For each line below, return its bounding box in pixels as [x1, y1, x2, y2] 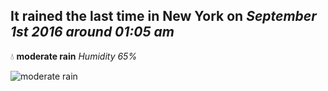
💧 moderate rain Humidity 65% [10, 50, 138, 62]
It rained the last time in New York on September [10, 8, 317, 25]
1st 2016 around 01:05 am [10, 24, 175, 41]
